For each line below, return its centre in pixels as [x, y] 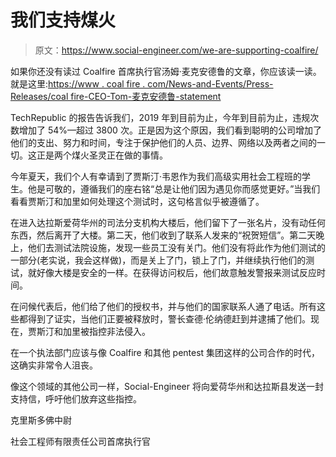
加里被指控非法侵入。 [106, 331]
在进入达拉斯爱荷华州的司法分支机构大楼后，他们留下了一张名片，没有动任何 [168, 222]
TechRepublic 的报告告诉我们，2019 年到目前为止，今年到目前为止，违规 [160, 117]
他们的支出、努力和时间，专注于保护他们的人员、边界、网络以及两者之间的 [163, 142]
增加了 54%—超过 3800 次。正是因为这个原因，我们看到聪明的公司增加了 [170, 130]
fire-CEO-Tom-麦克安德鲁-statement [146, 96]
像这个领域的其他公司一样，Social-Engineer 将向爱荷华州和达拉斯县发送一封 [167, 386]
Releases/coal [39, 96]
